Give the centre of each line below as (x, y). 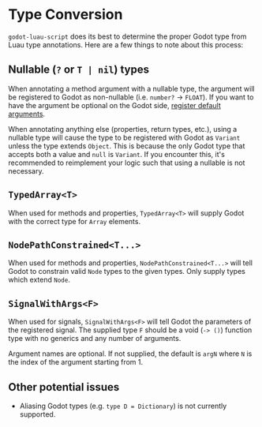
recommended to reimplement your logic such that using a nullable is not (127, 163)
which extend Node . (39, 280)
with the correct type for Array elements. (74, 221)
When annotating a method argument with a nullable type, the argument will (131, 88)
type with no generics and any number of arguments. (95, 339)
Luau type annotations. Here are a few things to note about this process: (126, 44)
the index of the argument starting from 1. (76, 362)
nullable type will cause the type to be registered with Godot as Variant (124, 137)
